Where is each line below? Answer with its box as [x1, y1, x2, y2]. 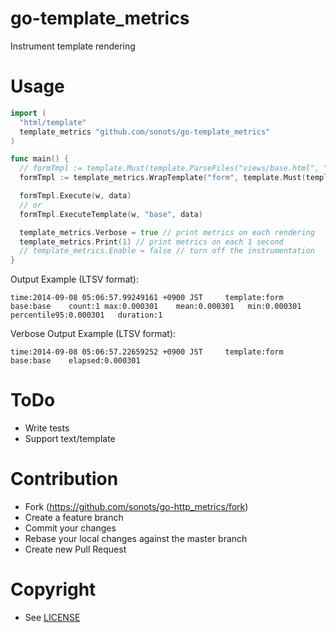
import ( [10, 108, 47, 118]
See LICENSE [24, 611, 81, 623]
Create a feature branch [24, 512, 124, 523]
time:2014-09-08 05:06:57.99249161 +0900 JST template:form [10, 293, 284, 303]
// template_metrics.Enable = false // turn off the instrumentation [19, 246, 315, 256]
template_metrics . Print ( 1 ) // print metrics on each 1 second [19, 237, 284, 247]
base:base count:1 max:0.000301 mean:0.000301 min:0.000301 [10, 302, 302, 312]
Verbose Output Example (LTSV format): [10, 328, 177, 340]
